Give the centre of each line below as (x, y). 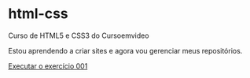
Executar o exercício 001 (48, 66)
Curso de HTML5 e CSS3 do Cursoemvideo (79, 35)
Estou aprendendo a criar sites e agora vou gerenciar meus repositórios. (125, 50)
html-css (38, 14)
